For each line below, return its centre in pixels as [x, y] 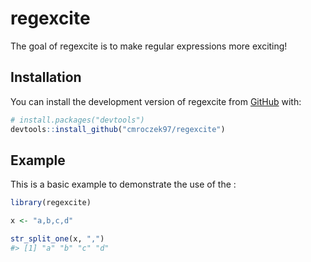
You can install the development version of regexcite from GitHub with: [156, 101]
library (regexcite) [51, 203]
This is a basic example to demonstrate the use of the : [123, 184]
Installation [46, 77]
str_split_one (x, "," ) [57, 239]
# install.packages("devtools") [77, 120]
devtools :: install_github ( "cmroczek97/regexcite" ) [118, 129]
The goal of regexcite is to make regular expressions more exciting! [149, 46]
